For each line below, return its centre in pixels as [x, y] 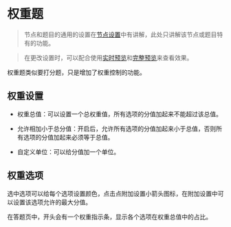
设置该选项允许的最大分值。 [52, 202]
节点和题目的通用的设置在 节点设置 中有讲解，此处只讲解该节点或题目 [120, 34]
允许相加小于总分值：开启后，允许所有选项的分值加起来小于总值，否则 [117, 129]
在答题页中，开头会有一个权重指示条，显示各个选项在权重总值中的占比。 [109, 217]
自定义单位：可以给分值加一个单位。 [68, 151]
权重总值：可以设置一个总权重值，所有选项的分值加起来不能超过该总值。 [119, 113]
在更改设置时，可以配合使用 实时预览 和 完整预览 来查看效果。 [108, 57]
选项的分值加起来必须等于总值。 [68, 137]
